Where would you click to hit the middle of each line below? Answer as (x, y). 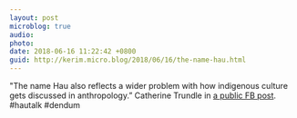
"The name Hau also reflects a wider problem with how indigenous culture (149, 86)
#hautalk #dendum (45, 105)
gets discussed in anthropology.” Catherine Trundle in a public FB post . (143, 95)
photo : (22, 43)
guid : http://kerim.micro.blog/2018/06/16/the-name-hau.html (128, 60)
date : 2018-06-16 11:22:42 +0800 (73, 52)
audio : (22, 34)
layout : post (34, 18)
